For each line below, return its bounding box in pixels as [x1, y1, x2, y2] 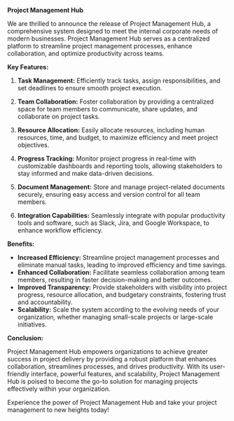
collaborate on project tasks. [17, 112, 100, 120]
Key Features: [7, 63, 49, 71]
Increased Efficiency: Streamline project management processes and [17, 254, 219, 261]
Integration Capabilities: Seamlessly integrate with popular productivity [17, 212, 226, 219]
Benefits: [7, 240, 35, 248]
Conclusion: [7, 334, 44, 342]
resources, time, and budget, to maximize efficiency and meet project [17, 133, 219, 142]
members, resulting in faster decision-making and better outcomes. [17, 276, 212, 284]
